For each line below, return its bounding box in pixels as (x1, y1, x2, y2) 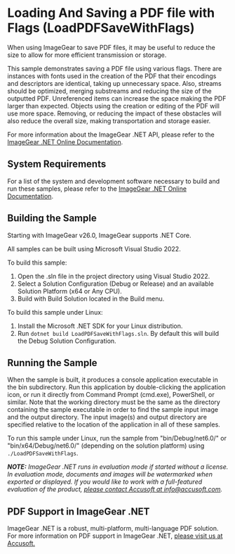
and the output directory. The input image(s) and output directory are (7, 413, 207, 422)
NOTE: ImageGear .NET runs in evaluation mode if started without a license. (7, 462, 229, 471)
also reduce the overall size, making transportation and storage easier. (7, 116, 211, 125)
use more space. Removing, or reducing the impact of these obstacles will (7, 109, 222, 118)
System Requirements (7, 158, 107, 170)
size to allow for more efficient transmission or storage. (7, 51, 167, 59)
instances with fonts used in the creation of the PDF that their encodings (7, 72, 217, 80)
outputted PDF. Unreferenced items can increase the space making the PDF (7, 94, 227, 103)
